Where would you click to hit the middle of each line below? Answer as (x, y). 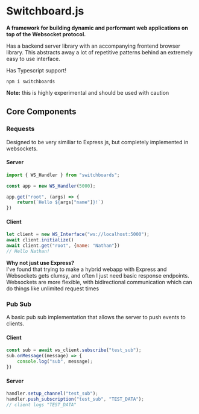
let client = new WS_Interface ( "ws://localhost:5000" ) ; (78, 234)
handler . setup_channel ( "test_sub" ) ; (52, 393)
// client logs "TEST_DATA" (42, 405)
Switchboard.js (45, 11)
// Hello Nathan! (28, 252)
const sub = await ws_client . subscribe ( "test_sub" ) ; (74, 350)
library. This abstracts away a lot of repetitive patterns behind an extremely (99, 52)
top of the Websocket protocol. (46, 34)
